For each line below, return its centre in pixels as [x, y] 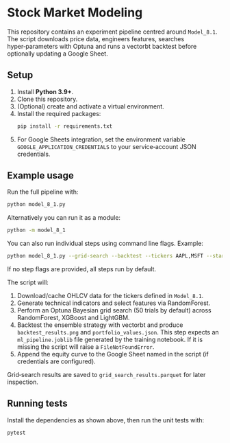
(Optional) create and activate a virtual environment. [90, 106]
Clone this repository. [47, 99]
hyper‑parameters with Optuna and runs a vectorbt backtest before [102, 46]
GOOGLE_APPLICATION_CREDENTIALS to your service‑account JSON [106, 146]
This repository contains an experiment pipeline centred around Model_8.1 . [112, 32]
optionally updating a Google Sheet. [57, 54]
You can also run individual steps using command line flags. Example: [105, 243]
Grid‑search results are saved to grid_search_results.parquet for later [106, 375]
